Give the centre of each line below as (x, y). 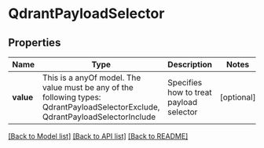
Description (190, 65)
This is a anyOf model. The (92, 78)
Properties (35, 43)
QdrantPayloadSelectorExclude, (101, 107)
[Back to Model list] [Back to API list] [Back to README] (98, 136)
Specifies (185, 83)
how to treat (190, 92)
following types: (71, 97)
